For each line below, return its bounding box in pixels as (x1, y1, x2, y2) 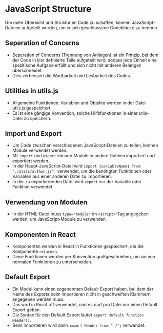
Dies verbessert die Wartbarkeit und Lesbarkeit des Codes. (12, 72, 132, 79)
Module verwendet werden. (12, 147, 68, 153)
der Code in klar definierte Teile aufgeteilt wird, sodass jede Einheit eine (12, 57, 157, 63)
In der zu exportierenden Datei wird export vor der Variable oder (12, 179, 142, 185)
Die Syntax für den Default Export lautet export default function (12, 312, 144, 318)
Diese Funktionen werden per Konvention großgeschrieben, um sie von (12, 254, 155, 259)
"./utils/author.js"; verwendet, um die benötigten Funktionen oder (12, 168, 152, 174)
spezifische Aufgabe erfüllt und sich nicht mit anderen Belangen (12, 62, 142, 68)
